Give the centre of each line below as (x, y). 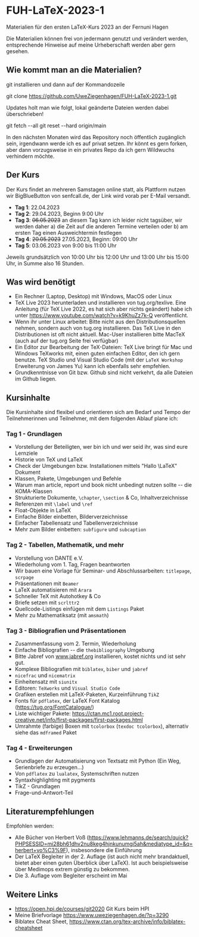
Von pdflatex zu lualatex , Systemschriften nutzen (77, 774)
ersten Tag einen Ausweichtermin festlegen (68, 232)
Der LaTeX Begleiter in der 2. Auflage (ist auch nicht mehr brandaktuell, (102, 857)
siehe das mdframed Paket (46, 733)
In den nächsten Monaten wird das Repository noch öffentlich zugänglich (96, 137)
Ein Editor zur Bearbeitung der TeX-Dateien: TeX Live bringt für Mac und (103, 347)
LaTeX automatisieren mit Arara (53, 590)
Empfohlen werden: (30, 826)
